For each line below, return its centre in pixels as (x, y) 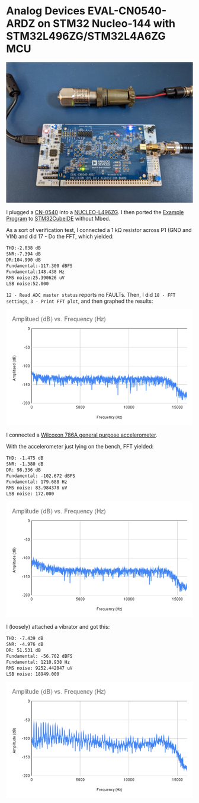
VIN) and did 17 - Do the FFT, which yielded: (60, 236)
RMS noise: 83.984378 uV (37, 488)
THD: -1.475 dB (25, 458)
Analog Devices (46, 11)
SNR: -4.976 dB (25, 644)
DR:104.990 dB (24, 260)
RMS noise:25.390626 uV (36, 278)
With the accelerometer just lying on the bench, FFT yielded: (80, 446)
